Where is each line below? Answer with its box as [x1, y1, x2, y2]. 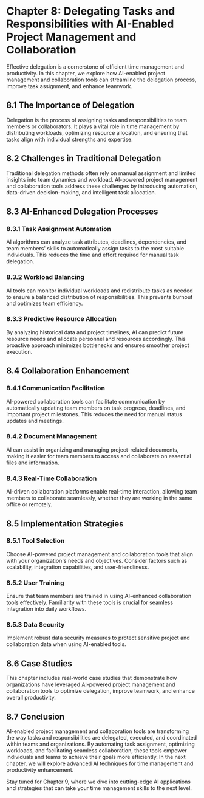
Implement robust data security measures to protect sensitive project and [6, 634, 190, 642]
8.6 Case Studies [6, 658, 72, 669]
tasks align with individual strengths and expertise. [6, 136, 134, 143]
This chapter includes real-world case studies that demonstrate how [6, 675, 177, 682]
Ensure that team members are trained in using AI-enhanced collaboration [6, 593, 192, 600]
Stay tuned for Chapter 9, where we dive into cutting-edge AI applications [6, 778, 191, 785]
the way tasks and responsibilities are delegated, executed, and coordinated [6, 734, 197, 741]
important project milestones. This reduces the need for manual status [6, 410, 182, 418]
